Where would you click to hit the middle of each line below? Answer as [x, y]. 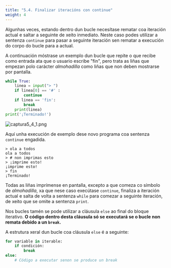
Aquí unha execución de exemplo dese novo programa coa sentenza [77, 134]
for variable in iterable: [34, 241]
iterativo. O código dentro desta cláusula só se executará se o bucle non [83, 216]
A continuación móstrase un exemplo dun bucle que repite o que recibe [80, 55]
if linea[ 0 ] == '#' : [37, 91]
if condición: [29, 246]
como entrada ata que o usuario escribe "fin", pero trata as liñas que [77, 61]
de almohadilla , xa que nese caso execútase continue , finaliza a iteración [82, 190]
